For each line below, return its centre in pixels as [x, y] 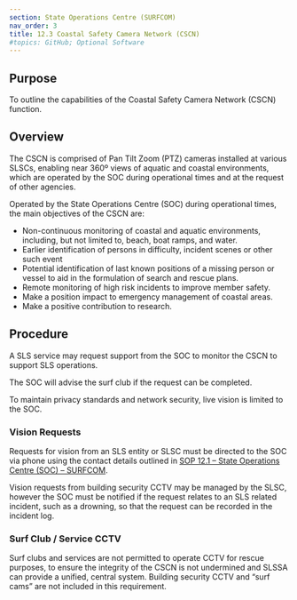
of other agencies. [43, 187]
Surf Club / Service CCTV [65, 539]
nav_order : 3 [33, 26]
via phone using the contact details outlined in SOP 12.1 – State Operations [145, 460]
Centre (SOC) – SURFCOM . [59, 470]
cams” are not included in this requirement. [88, 587]
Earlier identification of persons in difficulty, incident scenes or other [147, 249]
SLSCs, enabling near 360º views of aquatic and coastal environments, [139, 168]
